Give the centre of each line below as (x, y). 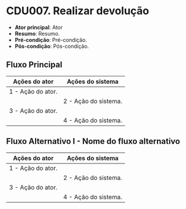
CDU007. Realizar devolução (78, 11)
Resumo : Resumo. (37, 33)
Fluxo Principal (34, 65)
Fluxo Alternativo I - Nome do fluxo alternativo (93, 141)
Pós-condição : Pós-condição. (52, 46)
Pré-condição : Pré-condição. (51, 40)
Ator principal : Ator (39, 27)
